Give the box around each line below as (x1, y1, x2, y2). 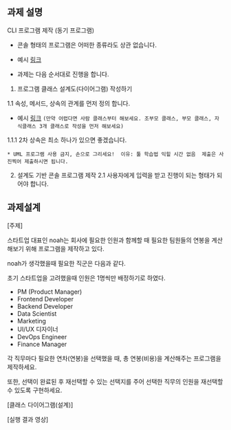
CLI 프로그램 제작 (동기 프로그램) (7, 26, 95, 34)
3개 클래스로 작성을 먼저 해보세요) (38, 122, 124, 129)
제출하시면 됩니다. (23, 158, 69, 165)
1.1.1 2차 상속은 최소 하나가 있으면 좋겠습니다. (7, 136, 127, 144)
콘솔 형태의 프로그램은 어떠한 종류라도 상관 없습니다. (16, 41, 157, 49)
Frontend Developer (16, 294, 74, 303)
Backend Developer (16, 302, 74, 310)
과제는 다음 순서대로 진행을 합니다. (16, 69, 109, 78)
